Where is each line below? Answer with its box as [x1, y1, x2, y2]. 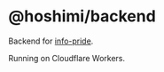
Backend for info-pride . [8, 36, 94, 46]
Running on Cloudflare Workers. [8, 52, 126, 63]
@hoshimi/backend [8, 6, 156, 27]
